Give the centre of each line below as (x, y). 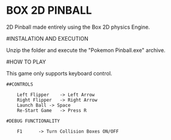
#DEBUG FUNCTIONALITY (33, 121)
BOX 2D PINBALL (49, 10)
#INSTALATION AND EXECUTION (47, 38)
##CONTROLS (20, 84)
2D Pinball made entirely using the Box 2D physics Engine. (78, 27)
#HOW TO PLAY (26, 62)
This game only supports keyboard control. (59, 73)
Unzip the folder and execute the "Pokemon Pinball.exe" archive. (86, 50)
